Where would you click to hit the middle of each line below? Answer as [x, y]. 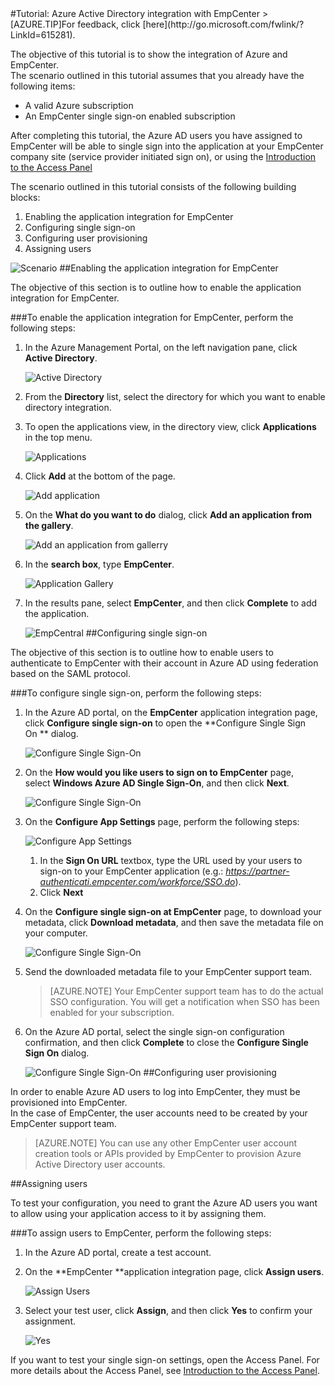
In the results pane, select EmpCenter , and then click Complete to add [171, 603]
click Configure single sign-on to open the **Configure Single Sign [165, 723]
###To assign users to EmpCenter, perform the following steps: [141, 1233]
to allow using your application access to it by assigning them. [138, 1213]
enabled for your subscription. [112, 1012]
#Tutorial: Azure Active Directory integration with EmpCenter [135, 13]
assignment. [50, 1321]
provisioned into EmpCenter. [69, 1102]
